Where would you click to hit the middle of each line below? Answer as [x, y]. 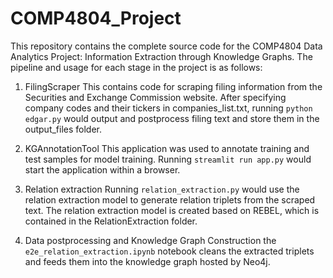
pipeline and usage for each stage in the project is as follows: [136, 67]
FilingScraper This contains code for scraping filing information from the [173, 86]
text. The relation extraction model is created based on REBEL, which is [172, 210]
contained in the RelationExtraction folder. [111, 221]
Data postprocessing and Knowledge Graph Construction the [150, 240]
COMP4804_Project [96, 18]
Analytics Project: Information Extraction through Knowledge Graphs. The [161, 56]
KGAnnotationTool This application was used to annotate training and [167, 148]
